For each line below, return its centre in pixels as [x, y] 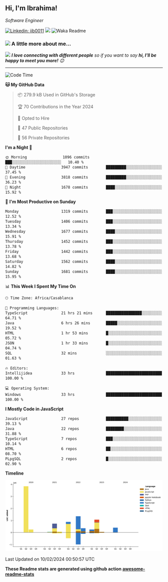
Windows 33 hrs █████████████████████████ [84, 395]
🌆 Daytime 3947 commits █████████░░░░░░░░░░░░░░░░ [84, 168]
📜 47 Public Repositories [43, 128]
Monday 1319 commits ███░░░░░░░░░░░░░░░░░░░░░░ [84, 212]
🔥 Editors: [17, 368]
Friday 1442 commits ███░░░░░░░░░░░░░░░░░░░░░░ [84, 252]
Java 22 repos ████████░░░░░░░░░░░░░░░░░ [84, 429]
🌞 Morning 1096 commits [47, 158]
